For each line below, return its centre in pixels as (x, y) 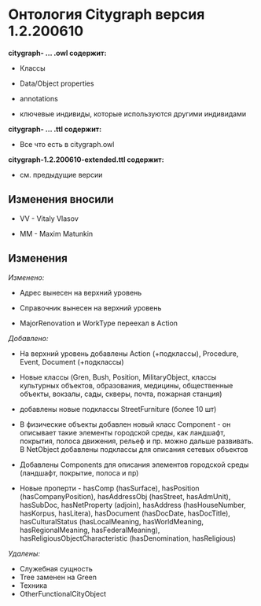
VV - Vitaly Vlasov (49, 219)
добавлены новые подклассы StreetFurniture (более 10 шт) (118, 409)
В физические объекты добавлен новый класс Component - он (125, 424)
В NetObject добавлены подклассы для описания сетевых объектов (134, 449)
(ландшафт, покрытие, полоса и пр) (79, 472)
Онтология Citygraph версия (107, 15)
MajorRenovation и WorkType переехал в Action (99, 323)
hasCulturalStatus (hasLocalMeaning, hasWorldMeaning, (112, 521)
